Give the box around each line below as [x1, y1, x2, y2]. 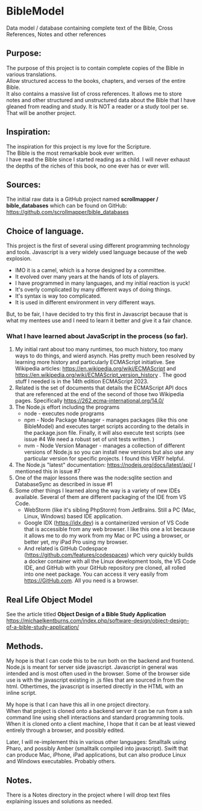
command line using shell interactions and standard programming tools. [6, 714, 185, 721]
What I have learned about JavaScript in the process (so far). [6, 332, 188, 340]
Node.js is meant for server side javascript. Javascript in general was [6, 663, 178, 671]
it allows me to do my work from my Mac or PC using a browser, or [24, 532, 190, 539]
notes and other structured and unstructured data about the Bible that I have [6, 96, 196, 103]
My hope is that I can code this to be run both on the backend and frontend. [6, 657, 195, 665]
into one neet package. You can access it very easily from [24, 570, 168, 578]
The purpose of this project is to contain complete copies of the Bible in [6, 64, 185, 71]
